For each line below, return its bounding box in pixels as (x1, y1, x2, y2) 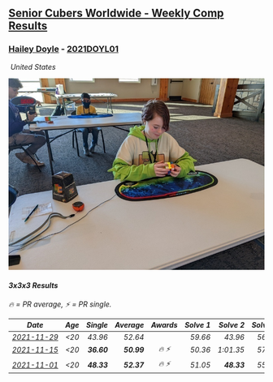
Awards (150, 320, 178, 330)
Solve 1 (184, 320, 211, 330)
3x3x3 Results (8, 281, 58, 290)
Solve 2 (218, 320, 245, 330)
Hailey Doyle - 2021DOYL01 (8, 44, 119, 55)
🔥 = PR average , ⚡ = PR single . (8, 299, 112, 309)
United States (10, 62, 56, 71)
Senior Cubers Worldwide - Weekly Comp (8, 6, 224, 20)
